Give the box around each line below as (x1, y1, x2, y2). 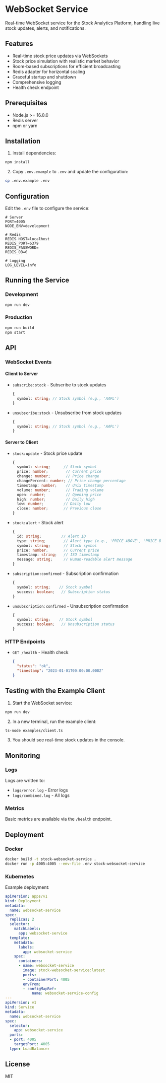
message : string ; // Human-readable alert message (17, 557, 133, 562)
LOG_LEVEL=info (5, 262, 37, 268)
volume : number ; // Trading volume (17, 488, 104, 493)
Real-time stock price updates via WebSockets (12, 53, 108, 59)
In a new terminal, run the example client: (12, 719, 97, 724)
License (5, 1060, 30, 1069)
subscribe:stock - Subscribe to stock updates (12, 382, 107, 388)
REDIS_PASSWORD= (5, 245, 39, 250)
